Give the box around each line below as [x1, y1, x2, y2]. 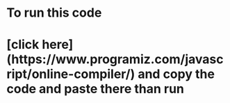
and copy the [138, 66, 215, 82]
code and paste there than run [6, 81, 185, 97]
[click [6, 37, 40, 53]
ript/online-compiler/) [6, 66, 135, 82]
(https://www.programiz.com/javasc [6, 51, 224, 68]
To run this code [6, 5, 102, 21]
